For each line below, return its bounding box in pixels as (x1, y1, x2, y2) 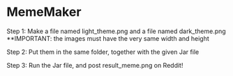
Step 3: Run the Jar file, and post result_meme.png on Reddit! (6, 61, 183, 69)
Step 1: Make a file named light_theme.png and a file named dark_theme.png (6, 27, 226, 35)
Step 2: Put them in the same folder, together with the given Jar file (6, 48, 200, 56)
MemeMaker (6, 4, 82, 20)
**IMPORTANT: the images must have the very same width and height (6, 34, 210, 42)
